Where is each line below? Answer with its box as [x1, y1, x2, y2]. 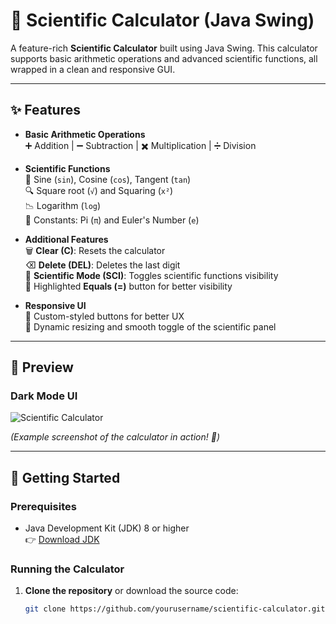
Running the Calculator [10, 562, 125, 576]
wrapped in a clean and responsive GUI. [10, 63, 176, 75]
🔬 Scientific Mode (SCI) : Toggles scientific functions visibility [24, 269, 279, 281]
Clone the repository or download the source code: [24, 585, 239, 597]
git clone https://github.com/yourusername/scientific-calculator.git [24, 604, 326, 614]
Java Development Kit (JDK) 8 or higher [24, 522, 190, 534]
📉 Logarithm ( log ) [24, 199, 102, 211]
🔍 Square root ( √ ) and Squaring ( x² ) [24, 184, 174, 196]
